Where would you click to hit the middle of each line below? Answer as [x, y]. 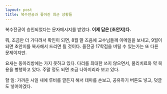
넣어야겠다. [21, 86]
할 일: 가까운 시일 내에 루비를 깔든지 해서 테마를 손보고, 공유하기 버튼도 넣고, [79, 80]
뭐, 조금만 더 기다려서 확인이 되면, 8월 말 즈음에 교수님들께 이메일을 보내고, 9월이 [84, 40]
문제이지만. [16, 52]
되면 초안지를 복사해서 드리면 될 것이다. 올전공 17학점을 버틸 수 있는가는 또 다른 [82, 46]
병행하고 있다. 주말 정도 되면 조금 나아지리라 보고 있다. [67, 69]
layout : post [19, 10]
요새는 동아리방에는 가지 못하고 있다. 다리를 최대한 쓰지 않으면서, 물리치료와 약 [81, 63]
